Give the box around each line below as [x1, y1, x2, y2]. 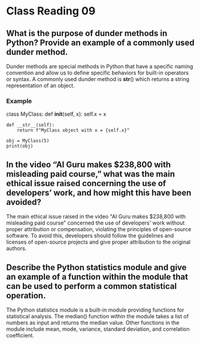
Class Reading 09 [6, 4, 96, 18]
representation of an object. [6, 82, 75, 89]
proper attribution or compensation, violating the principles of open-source [6, 226, 192, 233]
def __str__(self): [6, 122, 55, 128]
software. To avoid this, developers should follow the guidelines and [6, 232, 174, 240]
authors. [6, 245, 27, 252]
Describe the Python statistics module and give [6, 262, 187, 273]
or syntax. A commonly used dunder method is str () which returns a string [6, 76, 190, 82]
